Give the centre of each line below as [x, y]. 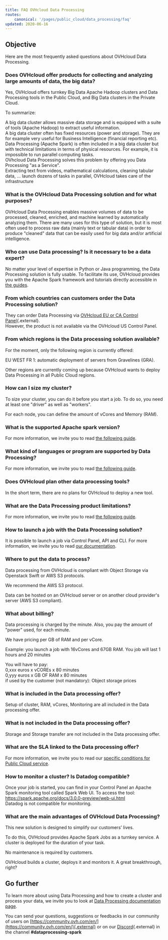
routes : [13, 15]
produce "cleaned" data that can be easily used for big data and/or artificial [83, 233]
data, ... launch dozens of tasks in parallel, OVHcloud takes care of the [78, 176]
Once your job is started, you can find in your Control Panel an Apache [78, 788]
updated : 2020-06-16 [27, 24]
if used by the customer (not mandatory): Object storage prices [71, 680]
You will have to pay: [27, 664]
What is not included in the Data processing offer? [68, 723]
